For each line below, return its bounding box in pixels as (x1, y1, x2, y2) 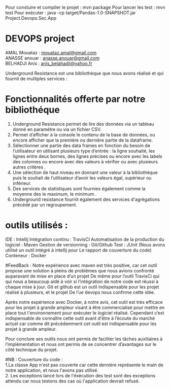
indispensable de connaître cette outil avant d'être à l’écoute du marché (5, 315, 155, 321)
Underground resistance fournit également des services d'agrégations (12, 196, 160, 202)
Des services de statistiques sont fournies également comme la (12, 185, 146, 192)
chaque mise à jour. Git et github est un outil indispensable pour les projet (5, 284, 159, 290)
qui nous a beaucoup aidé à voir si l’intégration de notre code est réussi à (5, 278, 159, 285)
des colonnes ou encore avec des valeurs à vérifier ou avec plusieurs (12, 158, 158, 164)
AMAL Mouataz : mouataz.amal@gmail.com (5, 49, 97, 55)
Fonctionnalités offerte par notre (5, 93, 146, 105)
